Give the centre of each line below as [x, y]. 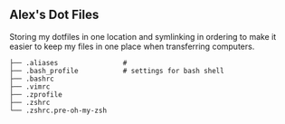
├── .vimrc [30, 86]
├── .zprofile [36, 94]
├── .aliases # [68, 62]
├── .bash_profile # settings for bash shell [117, 71]
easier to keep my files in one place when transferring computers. [132, 46]
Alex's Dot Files [54, 15]
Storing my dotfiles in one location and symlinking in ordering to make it [143, 36]
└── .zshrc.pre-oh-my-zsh [58, 110]
